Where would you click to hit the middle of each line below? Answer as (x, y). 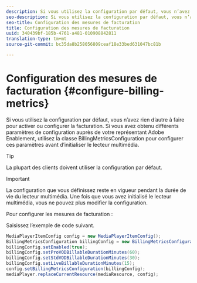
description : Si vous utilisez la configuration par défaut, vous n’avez (98, 11)
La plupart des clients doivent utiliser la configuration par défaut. (84, 167)
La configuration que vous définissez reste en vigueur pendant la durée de (96, 190)
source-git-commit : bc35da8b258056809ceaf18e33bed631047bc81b (84, 45)
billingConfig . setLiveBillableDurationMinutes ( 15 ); (70, 264)
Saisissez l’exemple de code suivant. (50, 225)
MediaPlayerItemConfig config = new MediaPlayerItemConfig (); (84, 236)
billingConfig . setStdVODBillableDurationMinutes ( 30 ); (73, 258)
